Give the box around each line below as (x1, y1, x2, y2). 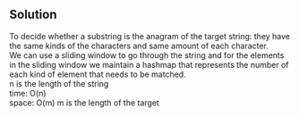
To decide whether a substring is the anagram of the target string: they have (9, 30, 291, 41)
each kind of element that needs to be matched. (9, 69, 186, 79)
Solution (9, 7, 57, 22)
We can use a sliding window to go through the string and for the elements (9, 49, 285, 61)
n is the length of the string (9, 78, 109, 88)
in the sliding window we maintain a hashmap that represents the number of (9, 59, 289, 70)
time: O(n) (9, 88, 47, 98)
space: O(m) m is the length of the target (9, 97, 159, 108)
